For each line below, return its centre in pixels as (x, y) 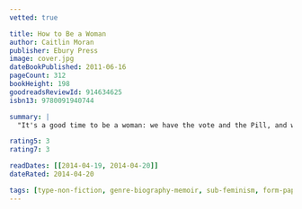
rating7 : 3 (30, 150)
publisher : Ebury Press (54, 50)
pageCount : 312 (38, 76)
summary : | (30, 117)
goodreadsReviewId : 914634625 (66, 92)
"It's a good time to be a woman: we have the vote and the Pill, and (152, 125)
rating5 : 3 (30, 141)
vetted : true (34, 17)
